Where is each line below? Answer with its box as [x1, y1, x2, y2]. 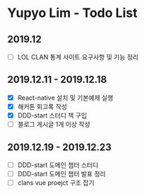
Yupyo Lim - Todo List [7, 5, 138, 21]
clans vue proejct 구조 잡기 [17, 178, 95, 187]
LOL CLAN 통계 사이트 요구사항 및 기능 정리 [17, 53, 139, 61]
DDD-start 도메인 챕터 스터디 [17, 161, 99, 169]
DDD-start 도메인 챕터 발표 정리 [17, 170, 106, 178]
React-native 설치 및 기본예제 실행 [17, 93, 114, 102]
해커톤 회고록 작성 [17, 102, 67, 110]
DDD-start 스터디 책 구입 [17, 111, 87, 120]
